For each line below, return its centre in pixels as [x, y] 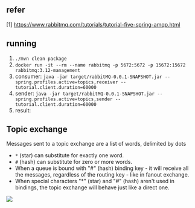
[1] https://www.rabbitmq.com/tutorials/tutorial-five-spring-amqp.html [93, 24]
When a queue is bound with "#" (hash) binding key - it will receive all [102, 168]
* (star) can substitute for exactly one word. [69, 155]
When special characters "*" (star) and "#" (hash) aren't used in [95, 181]
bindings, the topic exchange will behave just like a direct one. [92, 187]
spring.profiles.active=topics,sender [64, 99]
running [21, 44]
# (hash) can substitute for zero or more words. [74, 162]
